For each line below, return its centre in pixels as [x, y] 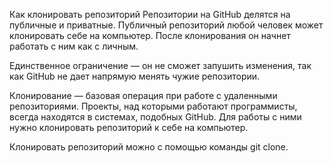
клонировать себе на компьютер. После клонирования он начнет [150, 35]
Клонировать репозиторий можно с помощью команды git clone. [149, 147]
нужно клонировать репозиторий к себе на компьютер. [129, 127]
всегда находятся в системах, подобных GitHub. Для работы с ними [155, 117]
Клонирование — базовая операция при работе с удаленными [143, 95]
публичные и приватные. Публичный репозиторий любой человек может [166, 25]
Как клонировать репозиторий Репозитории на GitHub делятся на [150, 14]
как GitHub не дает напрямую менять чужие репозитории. [135, 76]
